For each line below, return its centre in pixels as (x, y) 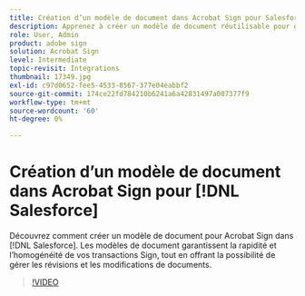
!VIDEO (45, 282)
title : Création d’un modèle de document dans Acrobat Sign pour (135, 18)
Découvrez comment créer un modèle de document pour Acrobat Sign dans (152, 236)
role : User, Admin (44, 35)
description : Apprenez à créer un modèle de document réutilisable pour (150, 26)
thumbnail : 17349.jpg (50, 77)
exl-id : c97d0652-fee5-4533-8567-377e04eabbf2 (99, 85)
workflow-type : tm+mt (50, 102)
